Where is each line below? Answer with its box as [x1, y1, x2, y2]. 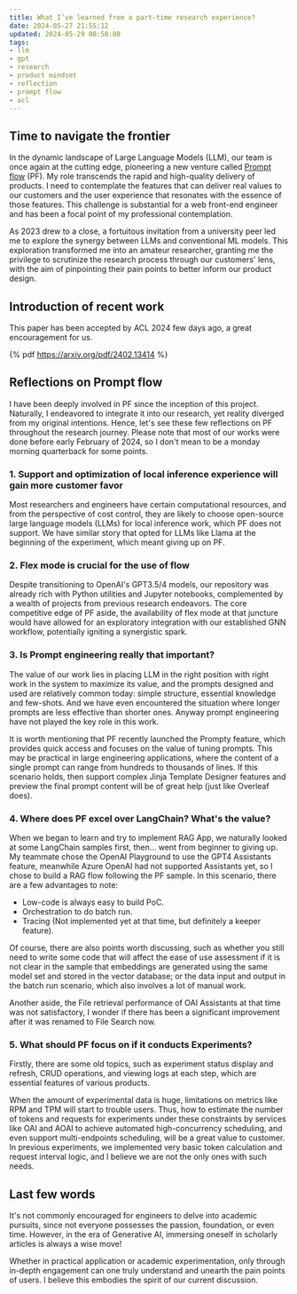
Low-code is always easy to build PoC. [21, 897, 164, 907]
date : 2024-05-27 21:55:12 [9, 21, 109, 30]
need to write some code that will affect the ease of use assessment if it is [9, 952, 281, 963]
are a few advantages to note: [9, 880, 118, 890]
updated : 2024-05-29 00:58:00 [9, 29, 121, 38]
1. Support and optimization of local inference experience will [9, 467, 278, 480]
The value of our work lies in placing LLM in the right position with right [9, 668, 270, 680]
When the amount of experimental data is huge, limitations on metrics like [9, 1095, 277, 1106]
